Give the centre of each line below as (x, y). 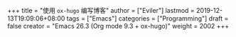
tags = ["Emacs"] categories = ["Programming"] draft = (147, 18)
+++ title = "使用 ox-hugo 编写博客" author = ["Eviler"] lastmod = (101, 10)
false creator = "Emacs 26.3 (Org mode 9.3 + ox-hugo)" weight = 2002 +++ (118, 26)
